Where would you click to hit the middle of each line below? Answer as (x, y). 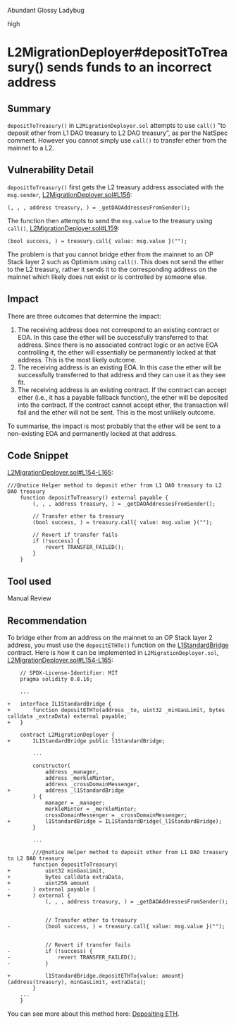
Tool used (29, 581)
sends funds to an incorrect (129, 67)
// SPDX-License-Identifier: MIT (69, 673)
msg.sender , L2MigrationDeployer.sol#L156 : (70, 194)
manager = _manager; (75, 803)
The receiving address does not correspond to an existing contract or (118, 330)
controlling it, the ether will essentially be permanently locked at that (117, 352)
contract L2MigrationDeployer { (67, 735)
